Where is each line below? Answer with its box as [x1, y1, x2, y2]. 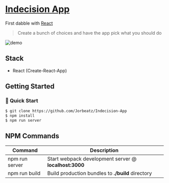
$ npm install [5, 113, 35, 119]
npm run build [8, 169, 41, 176]
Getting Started [5, 82, 55, 91]
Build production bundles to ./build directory [47, 169, 152, 176]
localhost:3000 [47, 161, 84, 168]
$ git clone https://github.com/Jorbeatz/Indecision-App [5, 109, 127, 114]
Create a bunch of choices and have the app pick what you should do [17, 30, 162, 36]
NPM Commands [5, 132, 59, 140]
